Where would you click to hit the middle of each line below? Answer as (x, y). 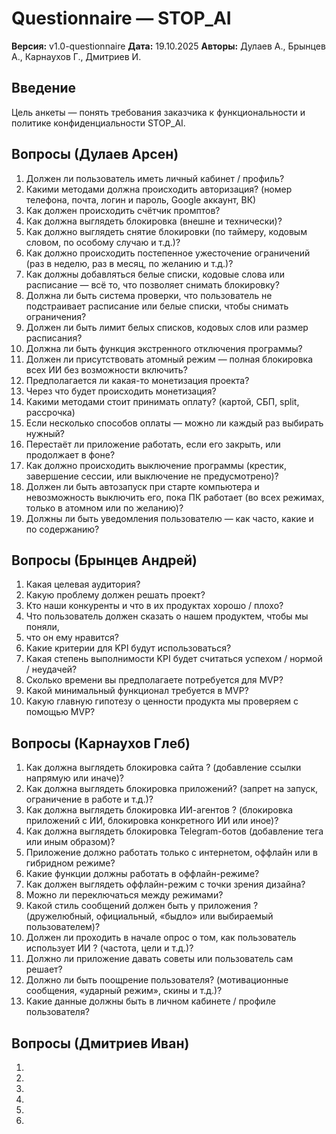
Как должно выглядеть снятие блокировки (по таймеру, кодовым (166, 231)
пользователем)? (63, 927)
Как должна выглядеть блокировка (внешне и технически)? (154, 221)
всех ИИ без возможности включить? (106, 369)
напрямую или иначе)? (74, 778)
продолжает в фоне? (70, 454)
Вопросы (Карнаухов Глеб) (101, 743)
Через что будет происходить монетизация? (121, 391)
